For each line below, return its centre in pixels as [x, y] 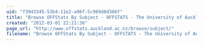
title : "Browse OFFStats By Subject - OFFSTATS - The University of [94, 17]
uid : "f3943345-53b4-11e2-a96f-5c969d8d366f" [64, 12]
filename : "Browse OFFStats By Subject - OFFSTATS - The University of [98, 34]
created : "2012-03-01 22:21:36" [47, 23]
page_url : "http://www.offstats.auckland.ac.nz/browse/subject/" [90, 28]
